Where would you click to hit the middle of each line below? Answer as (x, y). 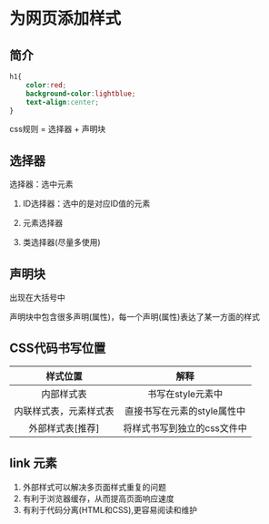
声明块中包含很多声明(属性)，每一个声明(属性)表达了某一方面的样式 (135, 317)
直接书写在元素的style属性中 (185, 411)
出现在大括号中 (37, 298)
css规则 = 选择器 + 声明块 (58, 129)
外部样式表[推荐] (64, 427)
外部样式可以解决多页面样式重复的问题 (94, 487)
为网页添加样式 (65, 19)
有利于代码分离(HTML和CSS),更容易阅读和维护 (110, 509)
